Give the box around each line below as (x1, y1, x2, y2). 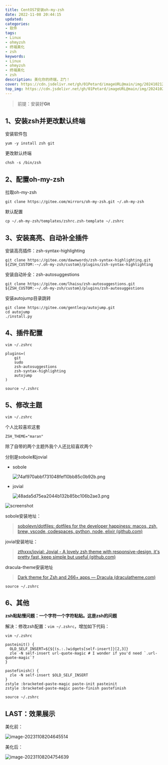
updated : (5, 16, 23, 21)
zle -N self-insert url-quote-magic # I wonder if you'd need (9, 651, 142, 656)
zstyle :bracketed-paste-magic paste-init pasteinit (5, 681, 117, 686)
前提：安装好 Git (17, 100, 50, 106)
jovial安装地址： (5, 538, 38, 544)
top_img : (5, 86, 23, 91)
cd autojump (5, 309, 30, 314)
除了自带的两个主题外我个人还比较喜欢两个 (5, 443, 93, 449)
